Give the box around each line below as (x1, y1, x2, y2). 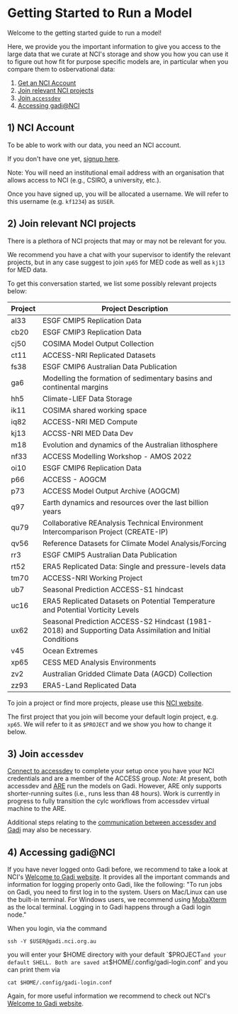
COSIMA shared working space (42, 405, 147, 415)
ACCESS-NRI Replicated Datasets (42, 350, 156, 360)
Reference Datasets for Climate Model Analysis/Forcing (42, 538, 227, 548)
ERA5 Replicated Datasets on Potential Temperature (42, 596, 215, 606)
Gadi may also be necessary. (7, 826, 92, 834)
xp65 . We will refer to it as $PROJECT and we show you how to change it (7, 719, 212, 729)
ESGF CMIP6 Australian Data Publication (42, 361, 177, 371)
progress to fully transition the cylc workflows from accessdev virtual (7, 797, 210, 805)
